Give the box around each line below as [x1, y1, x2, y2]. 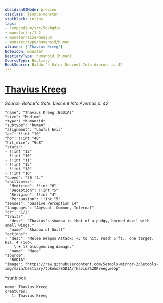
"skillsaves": [5, 180, 35, 184]
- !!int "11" [5, 158, 32, 163]
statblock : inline [5, 16, 43, 21]
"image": [5, 262, 23, 267]
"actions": [5, 232, 28, 237]
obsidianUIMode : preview [5, 7, 56, 12]
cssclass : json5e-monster [5, 12, 58, 17]
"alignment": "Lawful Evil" [5, 127, 63, 132]
